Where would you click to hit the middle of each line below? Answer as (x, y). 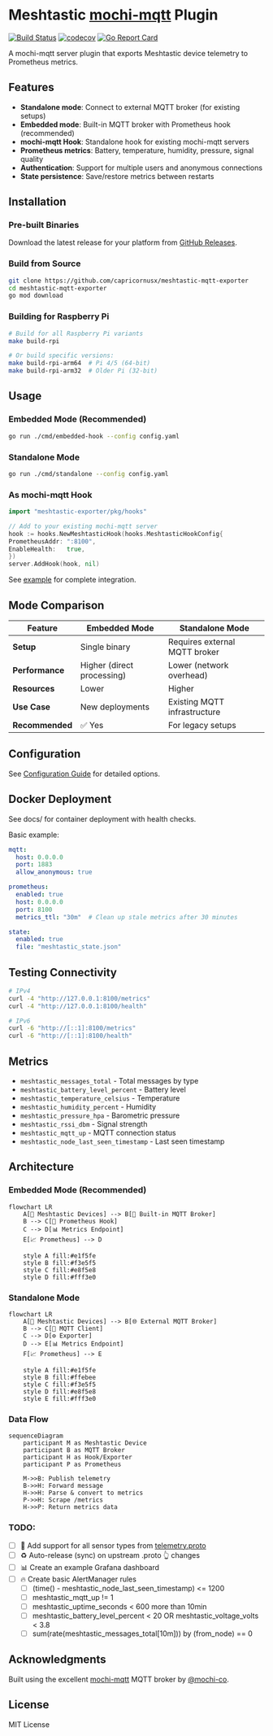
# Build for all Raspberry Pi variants (76, 334)
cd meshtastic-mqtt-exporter (58, 288)
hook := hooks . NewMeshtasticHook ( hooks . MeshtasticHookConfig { (116, 534)
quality (32, 159)
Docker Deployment (60, 799)
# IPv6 (19, 1021)
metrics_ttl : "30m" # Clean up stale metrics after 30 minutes (127, 917)
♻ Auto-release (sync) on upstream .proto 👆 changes (110, 1555)
